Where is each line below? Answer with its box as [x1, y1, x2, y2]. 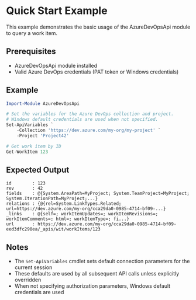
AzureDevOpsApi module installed [14, 62, 98, 69]
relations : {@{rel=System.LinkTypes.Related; [6, 201, 122, 207]
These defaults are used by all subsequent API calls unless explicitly [14, 270, 180, 277]
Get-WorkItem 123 [6, 149, 49, 155]
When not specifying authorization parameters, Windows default [14, 282, 171, 289]
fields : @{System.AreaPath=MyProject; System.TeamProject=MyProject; [6, 191, 190, 197]
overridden [14, 276, 42, 284]
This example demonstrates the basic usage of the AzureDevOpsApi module [6, 23, 191, 30]
